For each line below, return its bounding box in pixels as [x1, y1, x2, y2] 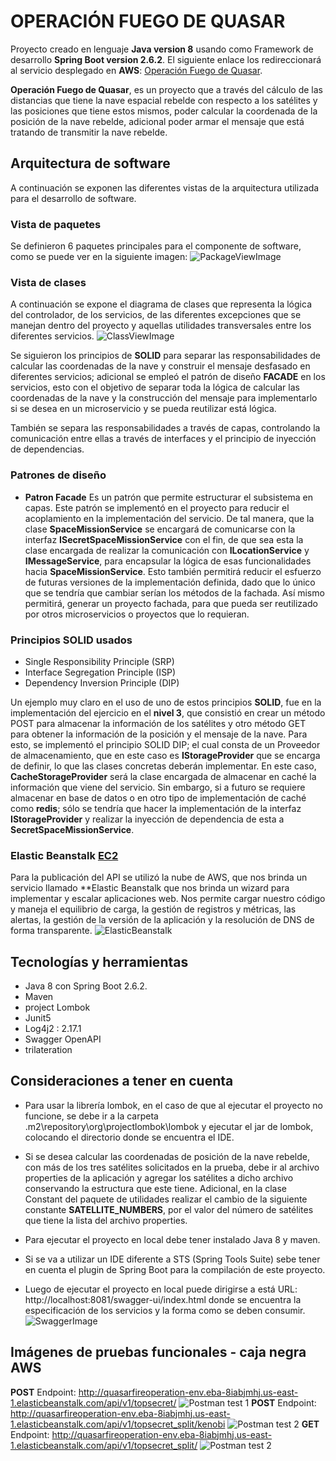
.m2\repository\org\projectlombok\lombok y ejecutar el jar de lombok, [24, 1120, 314, 1132]
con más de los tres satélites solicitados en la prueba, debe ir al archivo [24, 1161, 320, 1173]
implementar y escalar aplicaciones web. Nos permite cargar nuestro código [10, 893, 326, 905]
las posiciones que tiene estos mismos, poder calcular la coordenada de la [10, 105, 318, 117]
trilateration [24, 1044, 73, 1056]
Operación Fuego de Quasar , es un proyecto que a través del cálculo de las [10, 83, 323, 95]
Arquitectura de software [10, 155, 171, 172]
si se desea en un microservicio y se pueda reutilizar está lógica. [10, 403, 277, 415]
